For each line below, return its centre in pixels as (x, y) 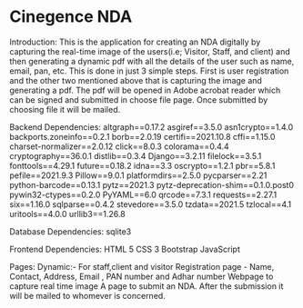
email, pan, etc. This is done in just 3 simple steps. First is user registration (149, 71)
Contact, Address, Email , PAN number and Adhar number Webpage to (141, 276)
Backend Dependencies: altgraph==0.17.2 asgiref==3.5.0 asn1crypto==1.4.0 (151, 127)
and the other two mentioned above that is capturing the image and (136, 80)
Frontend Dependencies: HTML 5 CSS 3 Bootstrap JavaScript (125, 249)
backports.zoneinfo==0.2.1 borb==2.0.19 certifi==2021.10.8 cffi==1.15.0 (142, 136)
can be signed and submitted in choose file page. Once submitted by (139, 99)
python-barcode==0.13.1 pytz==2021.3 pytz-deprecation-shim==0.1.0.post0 (151, 184)
